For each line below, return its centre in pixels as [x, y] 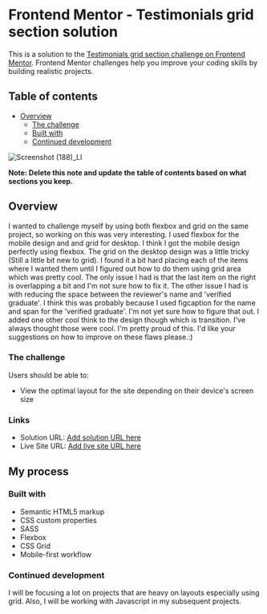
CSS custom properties [59, 520]
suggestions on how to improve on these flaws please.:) [101, 337]
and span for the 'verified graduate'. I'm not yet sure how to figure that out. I [133, 311]
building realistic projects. [51, 71]
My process [38, 471]
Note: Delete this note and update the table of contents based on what [127, 172]
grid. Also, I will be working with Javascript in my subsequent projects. [125, 601]
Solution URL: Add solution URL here [81, 438]
